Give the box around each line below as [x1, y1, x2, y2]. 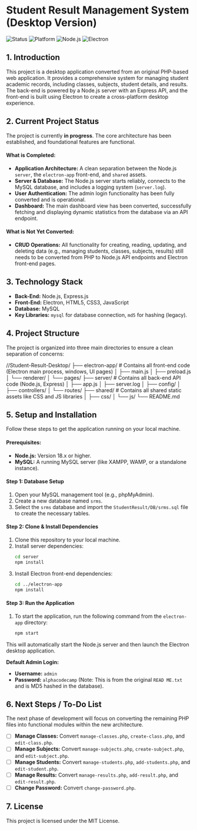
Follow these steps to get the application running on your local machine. [6, 426, 181, 433]
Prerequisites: [6, 439, 42, 446]
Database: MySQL [14, 305, 60, 312]
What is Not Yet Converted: [6, 228, 75, 235]
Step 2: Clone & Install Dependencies [6, 523, 99, 530]
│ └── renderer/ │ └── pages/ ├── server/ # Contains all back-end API [6, 374, 181, 381]
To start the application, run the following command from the [14, 613, 162, 620]
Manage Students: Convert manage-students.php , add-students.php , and [14, 758, 191, 765]
